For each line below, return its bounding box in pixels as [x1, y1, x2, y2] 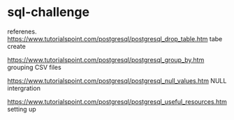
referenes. [7, 27, 37, 36]
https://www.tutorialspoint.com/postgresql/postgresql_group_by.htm [7, 55, 205, 63]
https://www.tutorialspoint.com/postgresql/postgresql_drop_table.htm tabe [7, 34, 223, 43]
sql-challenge [7, 4, 89, 20]
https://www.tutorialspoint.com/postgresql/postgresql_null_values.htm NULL [7, 76, 227, 84]
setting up [7, 105, 36, 113]
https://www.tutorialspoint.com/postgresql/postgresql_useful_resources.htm [7, 97, 227, 105]
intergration [7, 84, 41, 92]
